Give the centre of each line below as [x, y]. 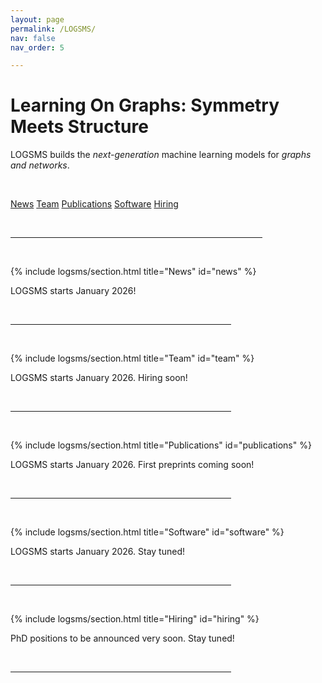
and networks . [40, 165]
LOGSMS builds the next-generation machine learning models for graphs [161, 155]
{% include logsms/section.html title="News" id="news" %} [133, 272]
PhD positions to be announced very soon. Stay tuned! [122, 638]
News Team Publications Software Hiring [94, 204]
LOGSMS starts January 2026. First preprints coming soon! [132, 465]
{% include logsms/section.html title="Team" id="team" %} [132, 358]
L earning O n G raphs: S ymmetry [145, 105]
